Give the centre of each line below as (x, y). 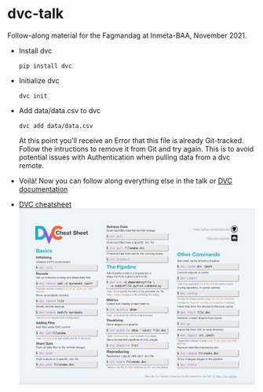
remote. (31, 165)
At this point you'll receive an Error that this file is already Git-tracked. (131, 140)
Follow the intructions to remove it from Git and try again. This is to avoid (136, 148)
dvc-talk (36, 14)
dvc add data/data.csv (56, 126)
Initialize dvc (39, 80)
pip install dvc (45, 66)
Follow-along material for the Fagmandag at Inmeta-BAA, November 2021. (127, 35)
